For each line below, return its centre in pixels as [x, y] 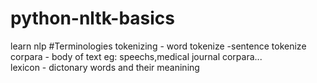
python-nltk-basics [93, 18]
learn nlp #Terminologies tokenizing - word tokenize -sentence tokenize [158, 46]
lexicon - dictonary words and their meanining [105, 67]
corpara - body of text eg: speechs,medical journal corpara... [136, 56]
